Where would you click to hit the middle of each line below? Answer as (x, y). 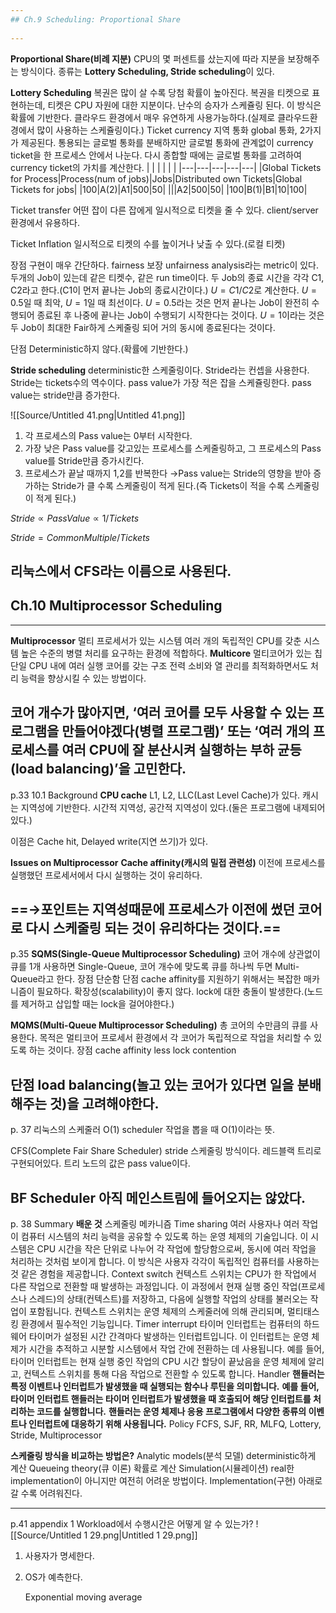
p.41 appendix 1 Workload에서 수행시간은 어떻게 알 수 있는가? (132, 1523)
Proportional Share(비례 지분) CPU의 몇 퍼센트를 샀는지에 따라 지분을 (148, 58)
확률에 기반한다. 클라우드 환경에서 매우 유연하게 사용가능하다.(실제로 (143, 117)
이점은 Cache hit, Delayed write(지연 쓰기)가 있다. (109, 841)
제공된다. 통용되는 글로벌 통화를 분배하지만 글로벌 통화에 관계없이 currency (167, 142)
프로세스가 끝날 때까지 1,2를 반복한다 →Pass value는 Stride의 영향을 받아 (168, 473)
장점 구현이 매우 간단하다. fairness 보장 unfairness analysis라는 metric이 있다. (165, 265)
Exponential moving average (83, 1597)
